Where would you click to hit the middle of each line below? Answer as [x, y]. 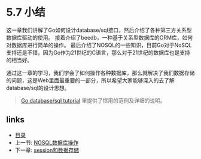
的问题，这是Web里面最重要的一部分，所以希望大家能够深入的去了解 [90, 80]
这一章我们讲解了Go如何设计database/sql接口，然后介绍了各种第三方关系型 [99, 30]
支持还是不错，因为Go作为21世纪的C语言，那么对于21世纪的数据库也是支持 [98, 52]
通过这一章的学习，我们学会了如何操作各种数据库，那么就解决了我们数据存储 [100, 73]
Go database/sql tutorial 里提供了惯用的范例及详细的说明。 [93, 100]
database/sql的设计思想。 [38, 88]
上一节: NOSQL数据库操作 [47, 142]
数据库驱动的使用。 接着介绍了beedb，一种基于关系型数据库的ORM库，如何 [100, 37]
